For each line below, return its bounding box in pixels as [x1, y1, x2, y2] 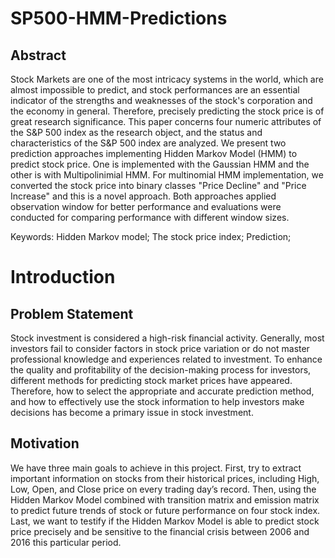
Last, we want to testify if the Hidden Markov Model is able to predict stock [10, 515, 320, 527]
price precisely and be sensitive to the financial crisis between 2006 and [10, 525, 310, 537]
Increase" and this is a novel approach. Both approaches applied [10, 190, 277, 202]
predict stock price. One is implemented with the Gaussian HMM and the [10, 158, 310, 170]
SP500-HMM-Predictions [10, 7, 228, 30]
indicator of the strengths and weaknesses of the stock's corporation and [10, 95, 313, 106]
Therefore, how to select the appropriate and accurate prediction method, [10, 385, 315, 397]
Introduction [10, 266, 116, 289]
